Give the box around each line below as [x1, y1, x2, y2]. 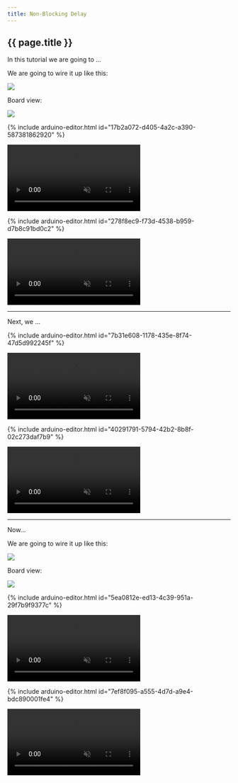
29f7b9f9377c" [7, 601, 52, 609]
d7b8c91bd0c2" [7, 225, 55, 233]
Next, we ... [7, 317, 41, 326]
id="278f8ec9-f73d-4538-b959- [98, 217, 195, 225]
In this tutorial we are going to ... [7, 55, 101, 64]
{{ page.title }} [7, 37, 73, 49]
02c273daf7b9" [7, 433, 54, 441]
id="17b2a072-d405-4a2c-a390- [98, 123, 196, 132]
